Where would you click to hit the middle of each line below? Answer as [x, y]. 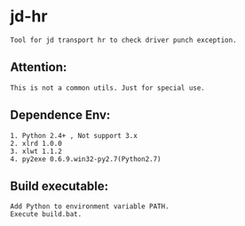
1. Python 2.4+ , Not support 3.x [74, 135]
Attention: [39, 67]
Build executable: [59, 186]
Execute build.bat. [46, 214]
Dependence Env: [60, 115]
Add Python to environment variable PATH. [90, 206]
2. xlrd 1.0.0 [36, 143]
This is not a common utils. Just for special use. [107, 88]
